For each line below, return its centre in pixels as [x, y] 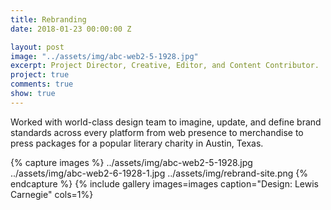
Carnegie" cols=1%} [52, 194]
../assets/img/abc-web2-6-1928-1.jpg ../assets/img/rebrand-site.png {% [159, 173]
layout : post [37, 47]
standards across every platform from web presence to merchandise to [157, 132]
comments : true [42, 84]
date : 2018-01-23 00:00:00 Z [71, 29]
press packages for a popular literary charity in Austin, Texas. [137, 143]
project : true [40, 75]
